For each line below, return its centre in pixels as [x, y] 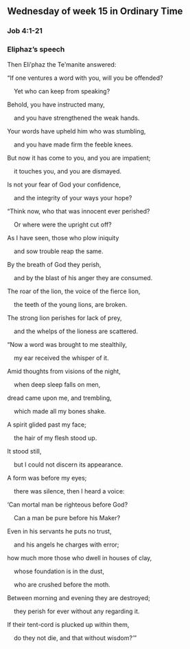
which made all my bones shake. [60, 411]
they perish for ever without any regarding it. [76, 611]
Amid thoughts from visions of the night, [64, 371]
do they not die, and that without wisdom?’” [75, 638]
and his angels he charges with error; [66, 544]
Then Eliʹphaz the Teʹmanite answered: [62, 64]
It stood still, [24, 451]
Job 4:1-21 [25, 31]
